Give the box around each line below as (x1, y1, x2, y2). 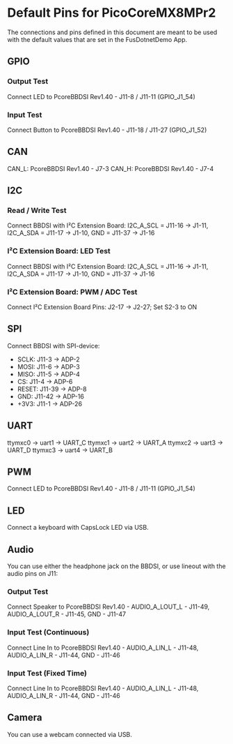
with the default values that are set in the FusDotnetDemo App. (7, 35, 188, 43)
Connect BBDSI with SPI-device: (7, 341, 100, 350)
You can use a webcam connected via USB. (7, 730, 132, 738)
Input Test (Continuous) (7, 627, 90, 637)
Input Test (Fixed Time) (7, 668, 87, 678)
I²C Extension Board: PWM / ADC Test (7, 287, 138, 297)
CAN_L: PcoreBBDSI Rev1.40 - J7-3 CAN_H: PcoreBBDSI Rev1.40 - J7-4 (7, 164, 214, 172)
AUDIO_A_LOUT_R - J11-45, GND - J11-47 (7, 610, 127, 618)
